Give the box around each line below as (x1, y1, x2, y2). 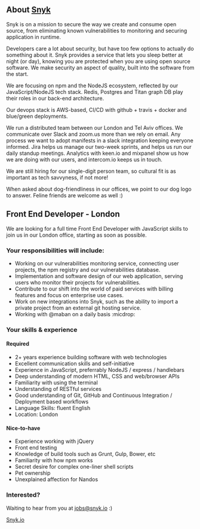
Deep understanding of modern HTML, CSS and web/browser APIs (14, 373, 180, 380)
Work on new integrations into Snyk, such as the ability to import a (14, 298, 179, 305)
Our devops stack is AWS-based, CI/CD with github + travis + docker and (6, 106, 187, 113)
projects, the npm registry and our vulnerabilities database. (14, 266, 161, 273)
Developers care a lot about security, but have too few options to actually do (6, 45, 194, 52)
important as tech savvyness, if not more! (6, 173, 109, 181)
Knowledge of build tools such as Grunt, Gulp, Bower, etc (14, 451, 156, 458)
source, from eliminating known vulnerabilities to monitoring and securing (6, 27, 187, 34)
